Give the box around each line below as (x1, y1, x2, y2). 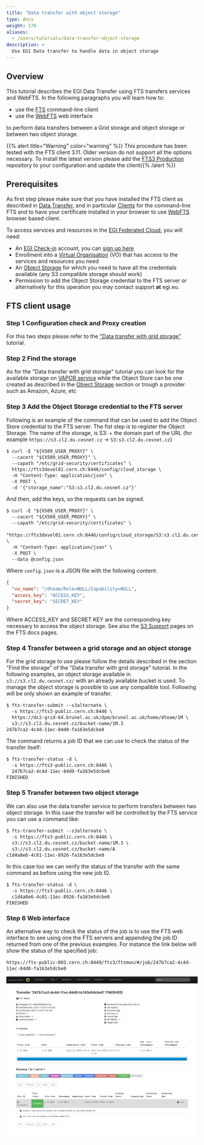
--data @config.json (12, 556, 64, 562)
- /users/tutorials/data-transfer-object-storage (12, 35, 140, 42)
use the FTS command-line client (15, 106, 98, 113)
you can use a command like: (6, 815, 80, 822)
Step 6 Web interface (6, 914, 70, 922)
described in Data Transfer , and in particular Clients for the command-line (6, 201, 191, 209)
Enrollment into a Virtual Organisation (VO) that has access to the (15, 251, 178, 258)
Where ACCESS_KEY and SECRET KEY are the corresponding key (6, 616, 171, 623)
